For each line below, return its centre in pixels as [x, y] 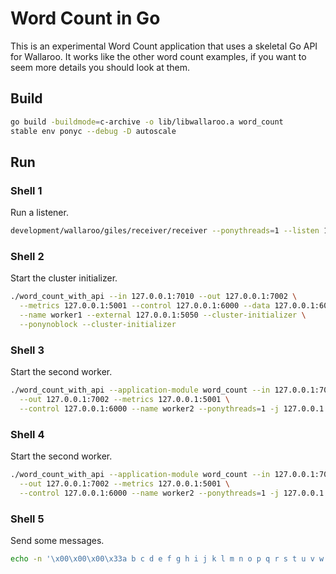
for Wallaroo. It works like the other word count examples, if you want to [158, 56]
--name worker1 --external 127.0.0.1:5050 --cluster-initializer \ [163, 315]
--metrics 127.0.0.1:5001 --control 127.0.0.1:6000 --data [145, 306]
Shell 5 [27, 519]
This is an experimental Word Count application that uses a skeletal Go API [164, 46]
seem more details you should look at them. [100, 67]
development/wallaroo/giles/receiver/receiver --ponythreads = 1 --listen [165, 231]
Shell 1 [26, 190]
